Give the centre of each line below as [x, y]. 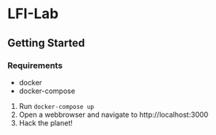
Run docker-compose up [56, 106]
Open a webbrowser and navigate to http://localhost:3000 [114, 114]
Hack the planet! [45, 122]
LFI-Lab [33, 14]
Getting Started [46, 43]
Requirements [35, 66]
